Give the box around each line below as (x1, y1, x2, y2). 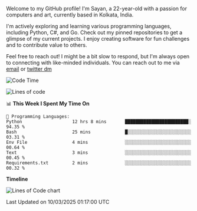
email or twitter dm (6, 65, 52, 72)
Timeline (6, 176, 28, 182)
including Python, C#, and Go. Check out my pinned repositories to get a (6, 29, 183, 36)
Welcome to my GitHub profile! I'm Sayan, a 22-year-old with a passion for (6, 5, 188, 12)
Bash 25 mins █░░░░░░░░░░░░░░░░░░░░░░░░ (6, 129, 192, 135)
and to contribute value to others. (6, 41, 87, 48)
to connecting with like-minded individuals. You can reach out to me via (6, 59, 180, 66)
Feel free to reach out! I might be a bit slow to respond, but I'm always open (6, 53, 190, 60)
